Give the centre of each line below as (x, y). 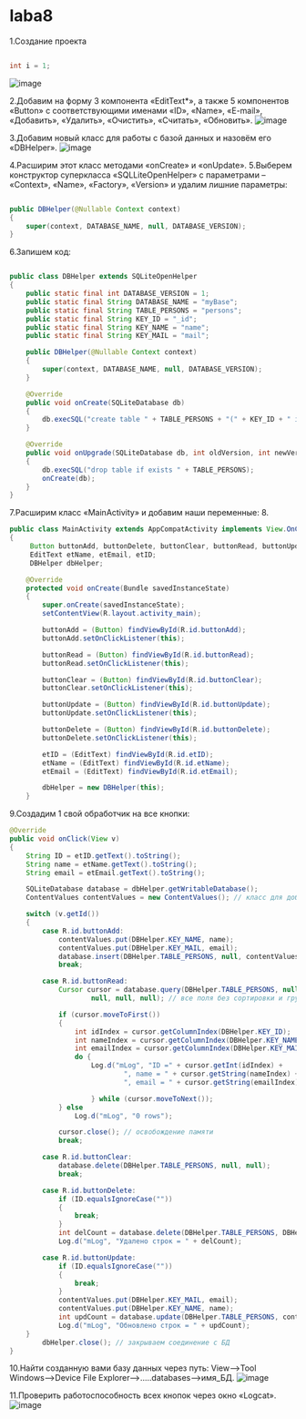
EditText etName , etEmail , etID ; (93, 555)
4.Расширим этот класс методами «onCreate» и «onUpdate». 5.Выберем (151, 165)
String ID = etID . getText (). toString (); (103, 856)
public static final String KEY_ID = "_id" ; (112, 319)
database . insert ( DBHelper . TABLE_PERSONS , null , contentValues (178, 956)
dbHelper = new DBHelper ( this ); (104, 788)
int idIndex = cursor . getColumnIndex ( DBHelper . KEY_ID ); (183, 1031)
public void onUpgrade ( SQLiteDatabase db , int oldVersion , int (148, 453)
